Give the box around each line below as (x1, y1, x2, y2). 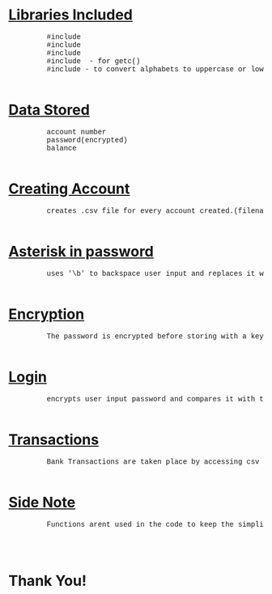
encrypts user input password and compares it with (46, 394, 256, 404)
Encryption (8, 305, 85, 323)
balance (46, 143, 77, 153)
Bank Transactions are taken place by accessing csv (46, 457, 260, 466)
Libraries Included (8, 6, 134, 24)
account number (46, 127, 107, 137)
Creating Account (8, 180, 130, 198)
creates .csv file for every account (46, 206, 196, 215)
